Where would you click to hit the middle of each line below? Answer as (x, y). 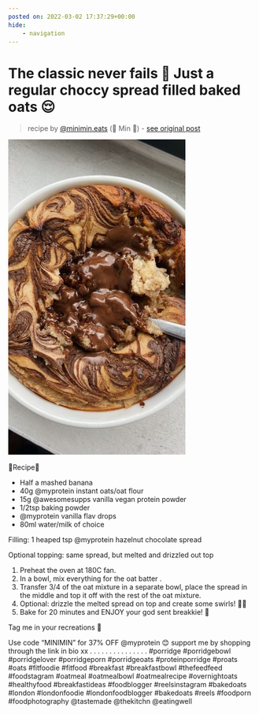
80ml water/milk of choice (62, 525)
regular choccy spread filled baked (125, 90)
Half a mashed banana (56, 483)
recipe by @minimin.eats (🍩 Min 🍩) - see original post (114, 128)
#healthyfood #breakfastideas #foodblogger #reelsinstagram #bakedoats (128, 685)
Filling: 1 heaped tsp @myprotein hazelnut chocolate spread (105, 540)
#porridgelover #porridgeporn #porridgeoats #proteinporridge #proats (123, 660)
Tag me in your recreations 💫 (55, 627)
